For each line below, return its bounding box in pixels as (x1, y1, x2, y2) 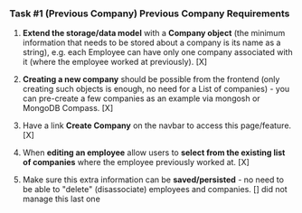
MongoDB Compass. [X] (22, 103, 114, 114)
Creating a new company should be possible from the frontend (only (22, 74, 280, 85)
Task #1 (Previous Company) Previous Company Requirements (9, 7, 290, 20)
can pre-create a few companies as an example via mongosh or (22, 93, 260, 104)
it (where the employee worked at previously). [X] (22, 57, 208, 68)
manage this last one (22, 193, 101, 205)
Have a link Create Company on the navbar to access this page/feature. (22, 120, 292, 131)
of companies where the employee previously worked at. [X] (22, 157, 250, 168)
